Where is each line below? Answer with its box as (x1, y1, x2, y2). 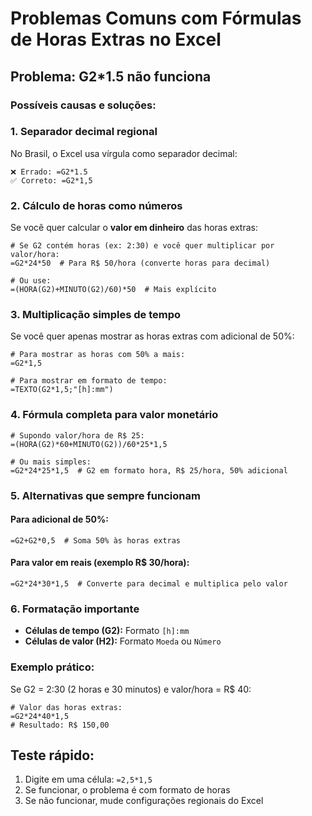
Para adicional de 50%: (10, 513, 109, 526)
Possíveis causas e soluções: (10, 98, 157, 112)
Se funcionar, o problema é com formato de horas (24, 784, 231, 796)
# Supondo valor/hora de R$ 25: (10, 430, 145, 441)
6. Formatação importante (10, 602, 140, 616)
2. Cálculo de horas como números (10, 198, 183, 212)
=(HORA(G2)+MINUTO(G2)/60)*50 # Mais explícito (10, 285, 217, 295)
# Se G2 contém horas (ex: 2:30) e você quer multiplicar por (10, 241, 275, 251)
